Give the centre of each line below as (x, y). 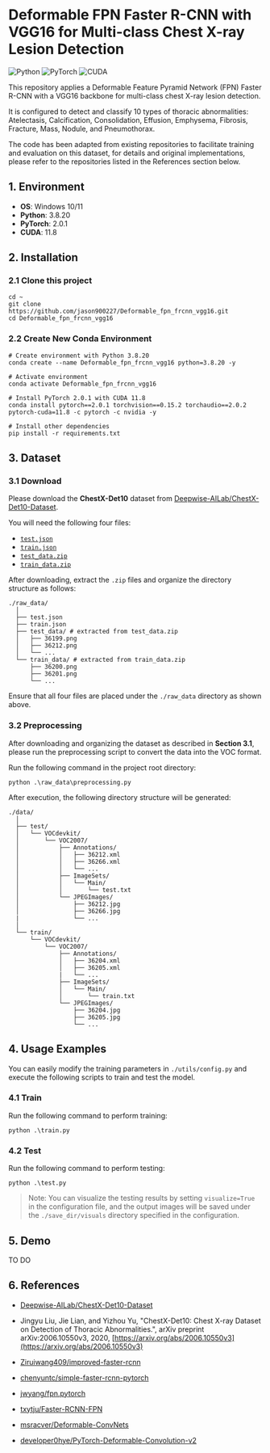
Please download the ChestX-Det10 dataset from (91, 499)
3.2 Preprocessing (45, 726)
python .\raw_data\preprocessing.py (70, 782)
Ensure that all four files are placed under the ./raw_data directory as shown (135, 696)
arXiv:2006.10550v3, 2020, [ (67, 1337)
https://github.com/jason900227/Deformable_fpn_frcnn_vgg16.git (118, 312)
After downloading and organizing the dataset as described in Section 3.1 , (131, 743)
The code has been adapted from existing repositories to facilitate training (131, 144)
